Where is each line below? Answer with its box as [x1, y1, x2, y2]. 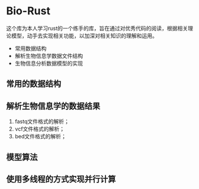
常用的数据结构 [6, 79, 61, 89]
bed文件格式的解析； [14, 133, 67, 140]
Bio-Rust [6, 4, 51, 18]
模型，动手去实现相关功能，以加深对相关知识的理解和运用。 [11, 32, 158, 39]
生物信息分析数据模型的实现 [14, 60, 83, 67]
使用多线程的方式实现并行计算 [6, 174, 116, 184]
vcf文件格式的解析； [14, 125, 65, 132]
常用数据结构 [14, 45, 46, 52]
